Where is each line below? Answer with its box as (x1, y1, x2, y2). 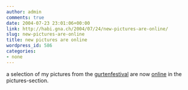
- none (6, 54, 23, 60)
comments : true (6, 14, 45, 21)
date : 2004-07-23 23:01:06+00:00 (6, 20, 90, 26)
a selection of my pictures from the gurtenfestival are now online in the (6, 70, 182, 77)
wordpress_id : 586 (6, 43, 52, 49)
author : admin (6, 8, 42, 15)
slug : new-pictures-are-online (6, 31, 85, 37)
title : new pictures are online (6, 37, 87, 43)
